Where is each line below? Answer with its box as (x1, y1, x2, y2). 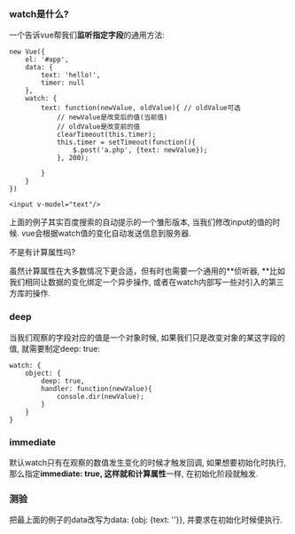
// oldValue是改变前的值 (56, 123, 140, 132)
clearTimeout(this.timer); (56, 131, 157, 139)
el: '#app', (25, 55, 69, 64)
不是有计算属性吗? (9, 247, 76, 258)
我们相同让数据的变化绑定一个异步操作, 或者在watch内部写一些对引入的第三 (9, 277, 285, 288)
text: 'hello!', (41, 71, 101, 80)
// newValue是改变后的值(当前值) (56, 113, 168, 122)
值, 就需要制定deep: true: (9, 343, 100, 354)
